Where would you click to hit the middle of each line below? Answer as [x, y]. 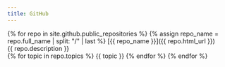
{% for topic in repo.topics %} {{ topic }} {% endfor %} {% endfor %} [108, 56]
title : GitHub [28, 14]
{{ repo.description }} [38, 48]
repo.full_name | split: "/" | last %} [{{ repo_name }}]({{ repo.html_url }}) [111, 41]
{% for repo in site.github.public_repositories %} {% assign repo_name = [113, 33]
